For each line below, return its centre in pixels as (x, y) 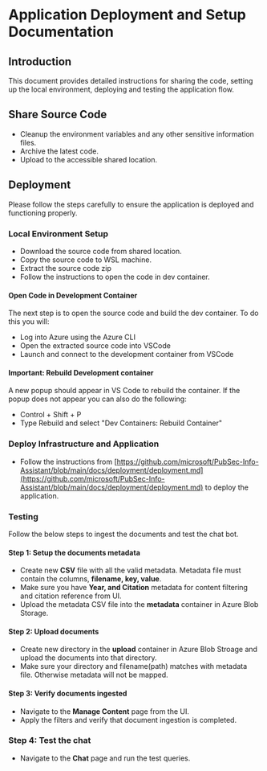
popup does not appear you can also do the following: (97, 399)
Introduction (40, 62)
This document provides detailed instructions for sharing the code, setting (131, 81)
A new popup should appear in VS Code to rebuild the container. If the (124, 391)
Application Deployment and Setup (127, 15)
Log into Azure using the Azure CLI (78, 337)
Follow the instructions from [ (69, 461)
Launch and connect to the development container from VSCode (127, 355)
